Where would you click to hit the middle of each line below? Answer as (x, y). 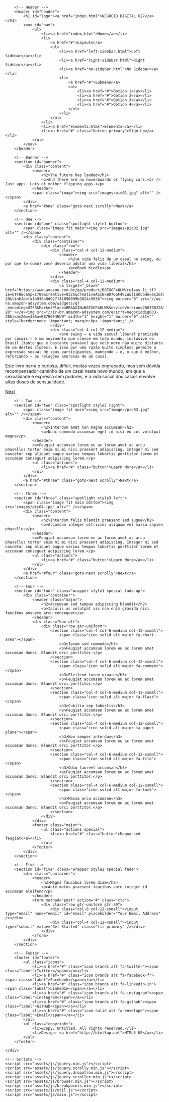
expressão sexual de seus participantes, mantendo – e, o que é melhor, (83, 352)
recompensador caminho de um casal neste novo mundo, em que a (75, 371)
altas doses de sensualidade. (35, 382)
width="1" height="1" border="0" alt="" (111, 317)
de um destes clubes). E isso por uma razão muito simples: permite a (81, 347)
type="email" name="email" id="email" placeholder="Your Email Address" (83, 914)
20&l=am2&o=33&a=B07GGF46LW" (36, 317)
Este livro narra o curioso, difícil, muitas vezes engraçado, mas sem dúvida (83, 366)
